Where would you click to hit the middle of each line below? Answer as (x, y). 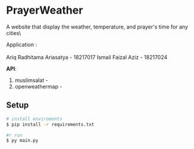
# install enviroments (34, 119)
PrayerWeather (45, 10)
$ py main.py (22, 141)
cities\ (14, 33)
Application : (22, 45)
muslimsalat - (32, 80)
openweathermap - (38, 86)
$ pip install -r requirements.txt (50, 124)
